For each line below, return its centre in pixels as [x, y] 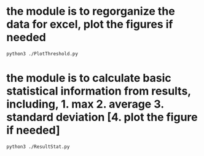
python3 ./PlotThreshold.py [42, 53]
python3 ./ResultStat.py [38, 146]
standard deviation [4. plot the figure [102, 117]
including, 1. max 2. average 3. [85, 104]
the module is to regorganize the [91, 11]
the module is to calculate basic [89, 78]
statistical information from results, [99, 91]
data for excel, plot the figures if [90, 24]
